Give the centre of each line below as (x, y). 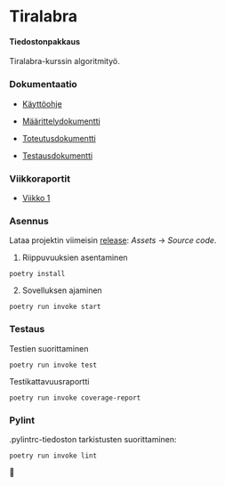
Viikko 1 (36, 198)
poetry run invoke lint (53, 456)
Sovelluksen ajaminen (62, 290)
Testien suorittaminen (49, 348)
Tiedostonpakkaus (45, 41)
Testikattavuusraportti (49, 381)
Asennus (29, 221)
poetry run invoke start (55, 307)
